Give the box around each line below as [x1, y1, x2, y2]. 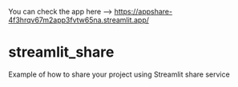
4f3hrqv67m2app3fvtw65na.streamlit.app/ [8, 15, 150, 25]
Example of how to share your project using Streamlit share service [8, 69, 230, 79]
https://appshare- [114, 7, 173, 16]
